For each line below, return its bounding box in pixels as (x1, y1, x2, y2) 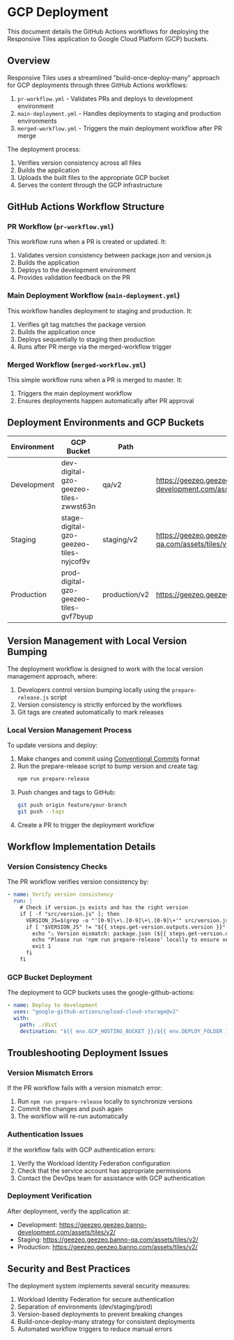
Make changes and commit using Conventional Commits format (17, 754, 200, 762)
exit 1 (32, 943, 52, 950)
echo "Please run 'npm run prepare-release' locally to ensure (32, 936, 219, 944)
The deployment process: (7, 144, 81, 153)
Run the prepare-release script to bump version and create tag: (17, 762, 200, 770)
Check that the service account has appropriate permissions (17, 1166, 192, 1175)
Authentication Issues (7, 1129, 84, 1139)
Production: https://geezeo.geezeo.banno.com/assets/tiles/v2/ (17, 1242, 198, 1251)
